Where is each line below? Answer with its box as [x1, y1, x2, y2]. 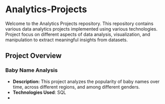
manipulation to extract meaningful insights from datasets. [5, 37, 128, 43]
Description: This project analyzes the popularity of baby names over [12, 78, 160, 85]
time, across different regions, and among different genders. [12, 84, 140, 90]
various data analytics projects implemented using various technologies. [5, 25, 158, 32]
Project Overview [5, 51, 62, 60]
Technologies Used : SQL [12, 89, 66, 95]
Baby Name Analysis [5, 67, 58, 74]
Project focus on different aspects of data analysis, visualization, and [5, 31, 151, 37]
